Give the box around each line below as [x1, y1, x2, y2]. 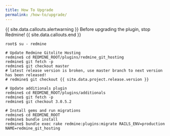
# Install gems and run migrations [5, 108, 81, 113]
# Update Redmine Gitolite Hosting [5, 50, 81, 55]
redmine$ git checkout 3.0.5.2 [5, 99, 72, 104]
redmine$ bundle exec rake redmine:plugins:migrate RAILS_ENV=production [5, 121, 165, 126]
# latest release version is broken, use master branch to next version [5, 68, 163, 73]
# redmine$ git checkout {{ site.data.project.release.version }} [5, 77, 149, 82]
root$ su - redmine [5, 41, 47, 46]
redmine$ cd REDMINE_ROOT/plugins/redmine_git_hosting [5, 54, 124, 60]
